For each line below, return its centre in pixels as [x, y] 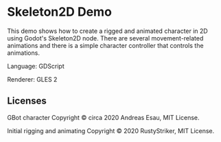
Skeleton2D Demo [59, 12]
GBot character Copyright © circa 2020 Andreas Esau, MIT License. [103, 117]
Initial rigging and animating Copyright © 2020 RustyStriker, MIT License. [111, 130]
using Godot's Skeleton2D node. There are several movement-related [105, 38]
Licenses [27, 101]
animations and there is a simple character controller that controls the [105, 45]
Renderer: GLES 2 [32, 79]
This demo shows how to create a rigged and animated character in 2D [107, 31]
